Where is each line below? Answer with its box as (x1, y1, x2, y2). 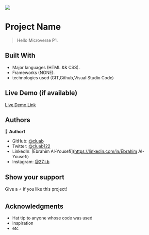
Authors (5, 116, 31, 124)
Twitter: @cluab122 (12, 144, 51, 149)
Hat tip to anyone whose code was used (12, 215, 93, 221)
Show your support (5, 173, 65, 181)
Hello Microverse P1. (17, 37, 58, 43)
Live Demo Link (5, 102, 36, 108)
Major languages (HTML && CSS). (12, 64, 80, 70)
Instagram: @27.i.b (12, 159, 50, 165)
